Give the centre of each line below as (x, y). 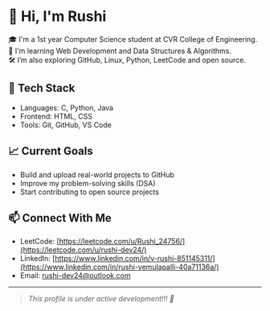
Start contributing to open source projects (89, 192)
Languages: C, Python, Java (67, 107)
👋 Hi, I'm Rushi (57, 17)
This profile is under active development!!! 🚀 (101, 299)
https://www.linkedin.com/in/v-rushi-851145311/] (135, 259)
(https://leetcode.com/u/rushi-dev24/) (83, 250)
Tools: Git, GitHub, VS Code (66, 125)
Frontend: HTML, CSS (56, 116)
